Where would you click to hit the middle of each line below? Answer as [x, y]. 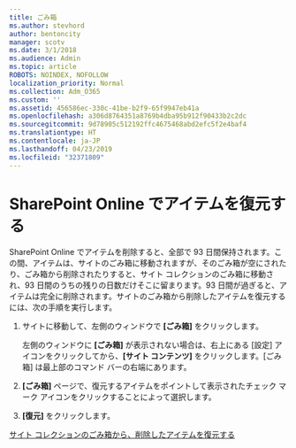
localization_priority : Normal [67, 83]
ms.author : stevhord [47, 26]
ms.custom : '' [35, 100]
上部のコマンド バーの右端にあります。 [121, 367]
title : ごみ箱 [33, 17]
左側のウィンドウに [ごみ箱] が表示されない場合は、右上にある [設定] [147, 345]
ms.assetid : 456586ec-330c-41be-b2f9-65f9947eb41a [104, 108]
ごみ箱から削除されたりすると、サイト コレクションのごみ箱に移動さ [149, 274]
